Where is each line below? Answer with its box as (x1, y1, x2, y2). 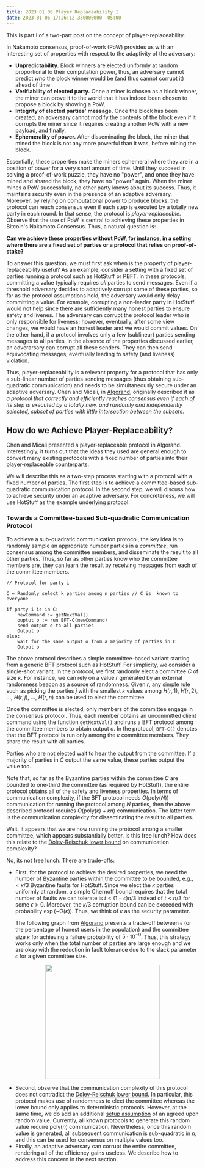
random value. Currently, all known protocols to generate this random (15, 1117, 190, 1124)
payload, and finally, (15, 126, 66, 134)
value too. (6, 762, 32, 770)
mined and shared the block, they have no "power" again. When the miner (6, 177, 193, 184)
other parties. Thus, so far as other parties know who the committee (6, 555, 178, 562)
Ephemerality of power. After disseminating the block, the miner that (15, 133, 189, 141)
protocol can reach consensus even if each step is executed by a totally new (6, 203, 199, 211)
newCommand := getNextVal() (17, 611, 88, 618)
